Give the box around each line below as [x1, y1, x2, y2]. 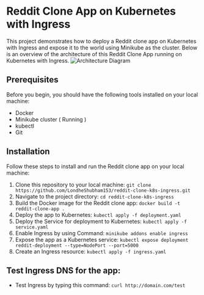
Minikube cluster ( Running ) [15, 115, 87, 123]
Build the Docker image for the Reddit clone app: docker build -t [15, 199, 180, 206]
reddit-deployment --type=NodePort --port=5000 [15, 242, 139, 249]
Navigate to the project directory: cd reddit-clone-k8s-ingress [15, 192, 174, 200]
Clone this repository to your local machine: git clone [15, 181, 151, 188]
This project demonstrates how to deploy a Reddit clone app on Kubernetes [6, 37, 197, 45]
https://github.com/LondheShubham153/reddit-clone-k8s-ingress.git [15, 188, 191, 194]
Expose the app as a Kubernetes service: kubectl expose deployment [15, 236, 189, 243]
